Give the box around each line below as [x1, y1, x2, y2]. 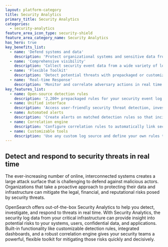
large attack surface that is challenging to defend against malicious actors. [5, 179, 159, 185]
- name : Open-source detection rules [9, 91, 88, 96]
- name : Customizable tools [9, 129, 68, 134]
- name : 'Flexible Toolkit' [9, 68, 68, 73]
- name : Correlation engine [9, 119, 68, 125]
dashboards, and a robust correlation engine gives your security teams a [5, 231, 155, 237]
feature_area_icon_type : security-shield [5, 31, 93, 36]
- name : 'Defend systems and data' [9, 49, 84, 54]
